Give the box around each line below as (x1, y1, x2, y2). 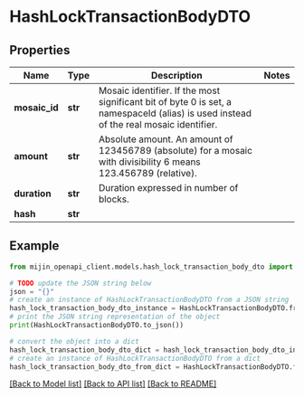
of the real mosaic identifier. (98, 118, 218, 130)
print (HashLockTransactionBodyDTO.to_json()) (9, 321, 184, 330)
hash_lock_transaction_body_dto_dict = (9, 345, 160, 354)
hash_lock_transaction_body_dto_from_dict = (9, 362, 180, 372)
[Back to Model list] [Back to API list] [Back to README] (9, 378, 217, 390)
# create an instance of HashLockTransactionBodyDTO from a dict (9, 354, 261, 363)
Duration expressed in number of (98, 182, 239, 194)
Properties (9, 43, 71, 58)
